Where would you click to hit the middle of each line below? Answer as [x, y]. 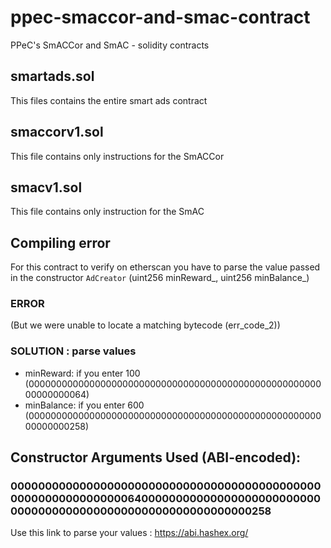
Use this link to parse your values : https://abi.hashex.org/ [129, 533]
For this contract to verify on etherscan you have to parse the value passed [165, 267]
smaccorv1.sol [57, 132]
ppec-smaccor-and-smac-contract [160, 17]
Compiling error [60, 242]
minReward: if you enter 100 [82, 373]
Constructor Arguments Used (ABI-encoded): [156, 457]
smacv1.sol [46, 187]
